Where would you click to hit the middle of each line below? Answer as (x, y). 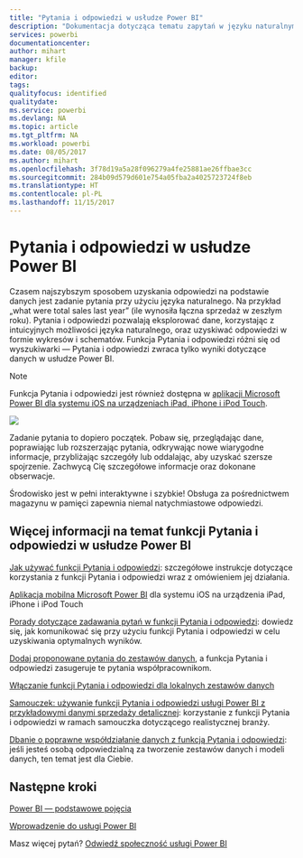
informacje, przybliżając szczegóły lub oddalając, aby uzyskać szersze (141, 456)
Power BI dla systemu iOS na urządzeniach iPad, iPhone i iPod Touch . (138, 403)
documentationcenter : (50, 43)
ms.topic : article (44, 127)
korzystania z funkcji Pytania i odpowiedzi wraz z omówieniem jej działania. (150, 577)
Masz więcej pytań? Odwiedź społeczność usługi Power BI (119, 844)
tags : (19, 85)
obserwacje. (32, 476)
